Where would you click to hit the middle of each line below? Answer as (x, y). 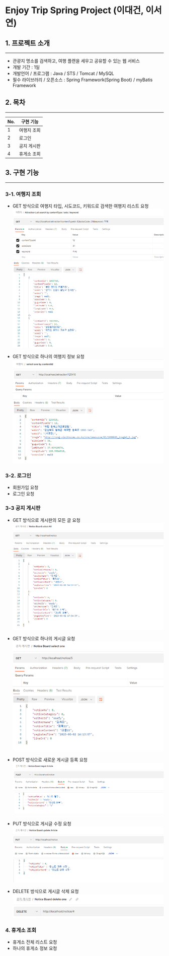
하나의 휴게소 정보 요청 (35, 948)
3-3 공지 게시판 (23, 508)
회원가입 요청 (25, 488)
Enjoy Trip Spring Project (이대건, (74, 10)
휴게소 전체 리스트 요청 (35, 942)
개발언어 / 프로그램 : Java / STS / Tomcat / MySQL (63, 73)
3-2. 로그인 (18, 475)
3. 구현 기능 (22, 173)
